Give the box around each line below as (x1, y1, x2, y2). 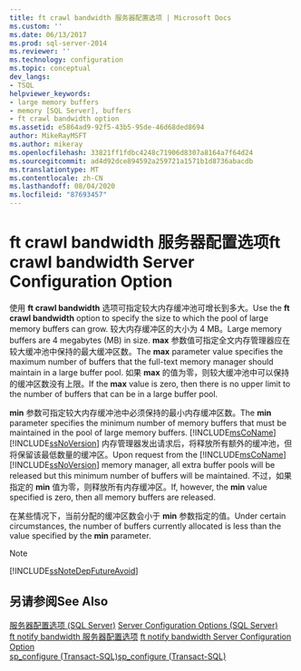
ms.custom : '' (9, 22, 63, 31)
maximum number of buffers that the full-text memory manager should (9, 355, 274, 367)
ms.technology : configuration (9, 55, 124, 64)
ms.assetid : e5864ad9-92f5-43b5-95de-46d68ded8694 (9, 123, 205, 132)
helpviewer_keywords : (9, 89, 92, 98)
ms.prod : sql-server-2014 (9, 38, 107, 48)
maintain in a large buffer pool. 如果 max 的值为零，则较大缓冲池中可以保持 (9, 366, 290, 377)
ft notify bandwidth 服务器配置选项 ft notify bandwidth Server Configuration (9, 631, 292, 642)
